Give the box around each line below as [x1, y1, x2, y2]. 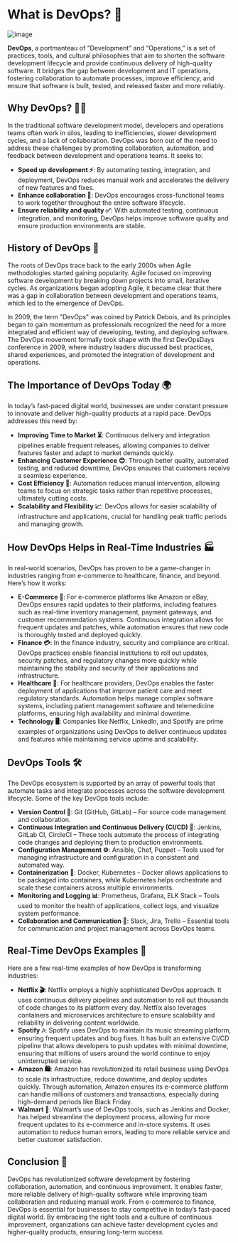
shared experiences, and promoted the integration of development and [7, 350, 215, 358]
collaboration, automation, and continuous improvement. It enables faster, [7, 1182, 224, 1190]
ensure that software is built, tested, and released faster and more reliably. [7, 81, 225, 90]
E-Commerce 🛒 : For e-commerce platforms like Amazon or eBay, [17, 593, 209, 602]
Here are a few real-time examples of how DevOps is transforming [7, 964, 202, 972]
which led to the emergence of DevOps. [7, 299, 124, 307]
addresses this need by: [7, 417, 78, 425]
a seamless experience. [17, 471, 87, 480]
